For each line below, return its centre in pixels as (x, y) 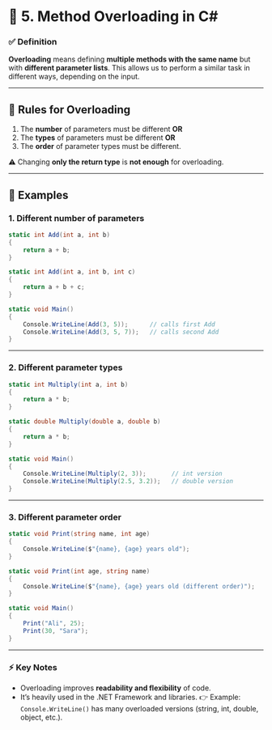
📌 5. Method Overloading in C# (113, 17)
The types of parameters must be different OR (98, 138)
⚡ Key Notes (33, 667)
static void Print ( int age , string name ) (79, 571)
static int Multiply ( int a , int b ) (68, 384)
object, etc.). (41, 717)
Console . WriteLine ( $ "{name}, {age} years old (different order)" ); (139, 586)
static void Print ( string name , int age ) (79, 534)
